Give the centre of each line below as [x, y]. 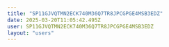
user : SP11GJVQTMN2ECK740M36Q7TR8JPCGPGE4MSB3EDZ [81, 26]
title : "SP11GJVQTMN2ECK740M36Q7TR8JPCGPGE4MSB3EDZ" [85, 13]
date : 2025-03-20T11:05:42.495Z [54, 20]
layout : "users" [31, 33]
